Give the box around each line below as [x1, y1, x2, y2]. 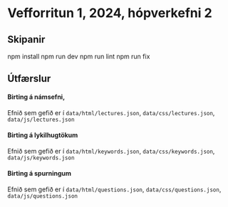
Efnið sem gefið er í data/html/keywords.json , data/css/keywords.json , [7, 147, 215, 155]
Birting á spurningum [7, 169, 72, 178]
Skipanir [7, 33, 46, 46]
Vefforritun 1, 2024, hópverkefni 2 [7, 5, 212, 21]
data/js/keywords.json [7, 154, 75, 161]
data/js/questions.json [7, 193, 78, 200]
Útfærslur [7, 73, 51, 85]
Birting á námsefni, [7, 92, 66, 101]
